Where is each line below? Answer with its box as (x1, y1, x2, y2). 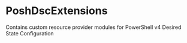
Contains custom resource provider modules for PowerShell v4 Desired (5, 24, 182, 31)
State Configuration (5, 29, 55, 37)
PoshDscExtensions (5, 4, 108, 18)
